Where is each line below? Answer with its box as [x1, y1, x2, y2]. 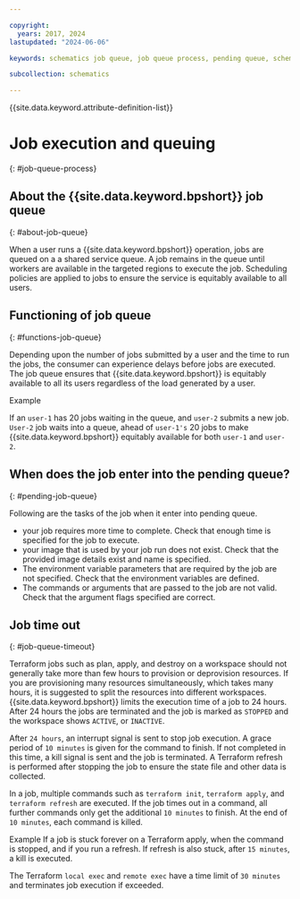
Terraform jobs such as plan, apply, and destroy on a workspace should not [9, 658, 287, 669]
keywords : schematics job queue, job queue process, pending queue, [9, 54, 270, 63]
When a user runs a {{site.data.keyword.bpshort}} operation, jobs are [9, 243, 264, 255]
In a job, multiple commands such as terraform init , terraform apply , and [9, 788, 285, 799]
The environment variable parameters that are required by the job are [21, 563, 278, 573]
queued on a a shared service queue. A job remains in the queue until [9, 253, 265, 264]
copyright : [9, 21, 50, 30]
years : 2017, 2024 [17, 29, 87, 38]
